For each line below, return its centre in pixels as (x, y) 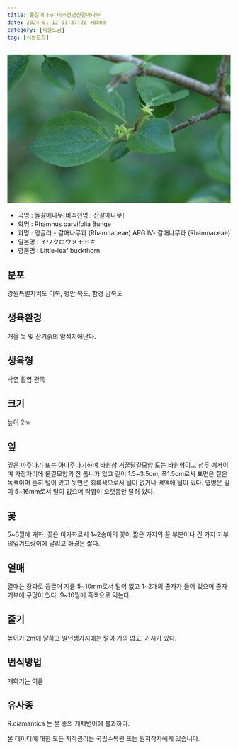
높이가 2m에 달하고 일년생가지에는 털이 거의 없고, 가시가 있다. (92, 638)
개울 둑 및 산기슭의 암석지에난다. (52, 336)
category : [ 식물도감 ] (36, 30)
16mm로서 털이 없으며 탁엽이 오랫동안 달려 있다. (89, 492)
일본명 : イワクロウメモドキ (57, 242)
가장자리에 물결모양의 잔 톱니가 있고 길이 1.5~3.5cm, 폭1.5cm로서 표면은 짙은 (121, 474)
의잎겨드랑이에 (28, 544)
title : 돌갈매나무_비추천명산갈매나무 (54, 15)
